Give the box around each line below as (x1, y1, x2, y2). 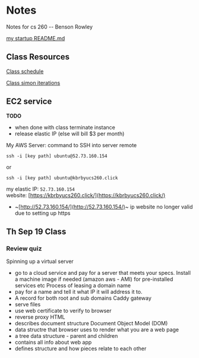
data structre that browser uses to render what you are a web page (14, 326, 179, 333)
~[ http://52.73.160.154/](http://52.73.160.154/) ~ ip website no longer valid (14, 203, 193, 210)
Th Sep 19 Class (6, 226, 67, 236)
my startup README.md (6, 34, 65, 42)
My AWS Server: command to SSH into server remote (6, 141, 137, 148)
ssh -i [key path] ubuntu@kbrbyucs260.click (6, 175, 118, 181)
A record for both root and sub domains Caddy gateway (14, 294, 151, 302)
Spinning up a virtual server (6, 258, 74, 265)
